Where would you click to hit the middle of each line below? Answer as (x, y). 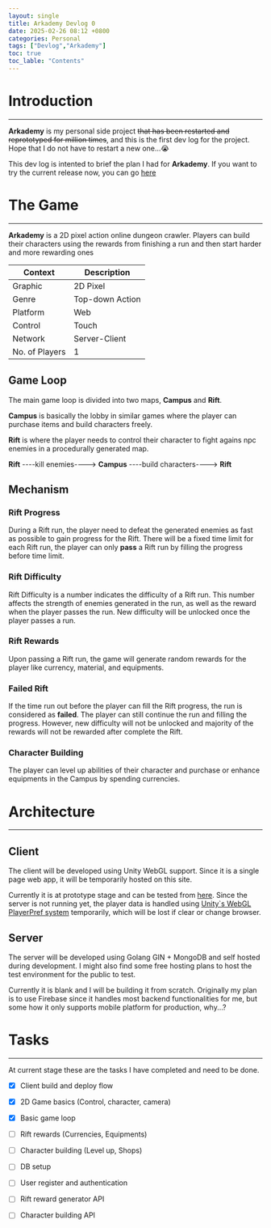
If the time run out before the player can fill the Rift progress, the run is (125, 706)
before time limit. (36, 556)
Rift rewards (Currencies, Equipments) (83, 1134)
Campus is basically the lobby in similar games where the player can (123, 415)
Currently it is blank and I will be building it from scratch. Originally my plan (133, 990)
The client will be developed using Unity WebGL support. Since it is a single (134, 871)
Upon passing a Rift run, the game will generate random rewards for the (127, 658)
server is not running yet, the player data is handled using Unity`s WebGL (130, 904)
